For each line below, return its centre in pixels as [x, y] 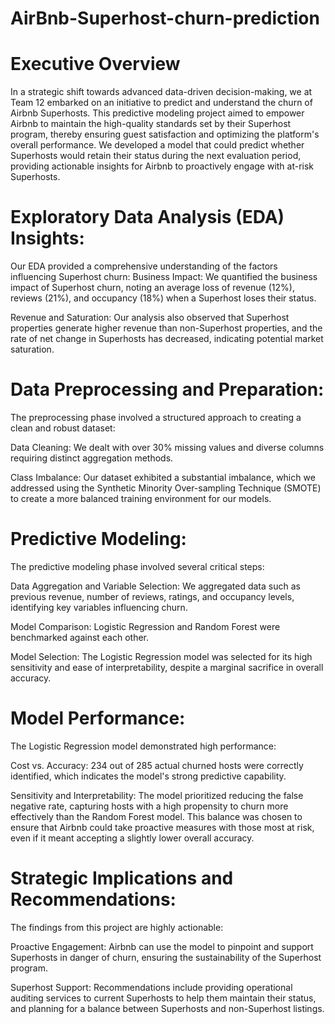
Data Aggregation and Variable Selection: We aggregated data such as [155, 586]
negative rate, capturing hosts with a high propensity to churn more [149, 806]
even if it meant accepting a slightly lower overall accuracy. [132, 838]
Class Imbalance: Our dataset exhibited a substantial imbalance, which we [163, 477]
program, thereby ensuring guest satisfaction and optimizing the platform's [165, 134]
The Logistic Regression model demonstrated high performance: [143, 746]
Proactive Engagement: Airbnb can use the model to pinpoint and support [162, 946]
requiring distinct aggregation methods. [92, 458]
